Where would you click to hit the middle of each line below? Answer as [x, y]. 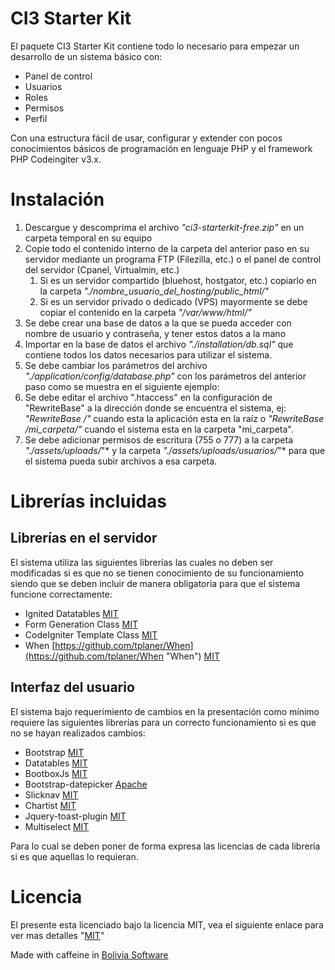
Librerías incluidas [88, 501]
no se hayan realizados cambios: [78, 733]
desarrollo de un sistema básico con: [86, 56]
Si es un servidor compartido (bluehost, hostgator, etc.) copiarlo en [178, 280]
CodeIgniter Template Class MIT [91, 634]
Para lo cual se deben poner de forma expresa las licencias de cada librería [165, 846]
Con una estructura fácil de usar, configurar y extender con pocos [146, 138]
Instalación [57, 199]
